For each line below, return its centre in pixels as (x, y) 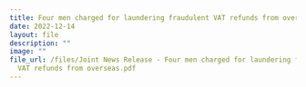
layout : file (34, 34)
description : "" (40, 43)
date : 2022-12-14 (42, 26)
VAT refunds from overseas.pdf (77, 69)
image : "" (28, 52)
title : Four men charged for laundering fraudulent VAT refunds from (144, 18)
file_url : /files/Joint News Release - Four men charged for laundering (150, 60)
